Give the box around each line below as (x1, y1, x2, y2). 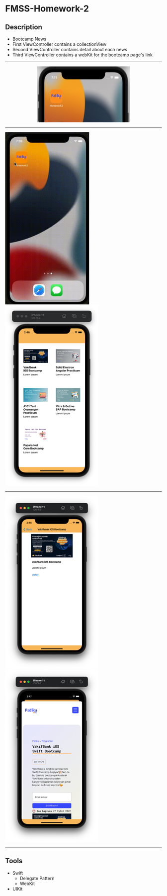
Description (5, 23, 42, 31)
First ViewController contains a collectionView (12, 41, 107, 47)
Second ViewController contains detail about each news (12, 47, 128, 52)
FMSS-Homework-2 (5, 3, 89, 14)
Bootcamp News (12, 36, 47, 42)
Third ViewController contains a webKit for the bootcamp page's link (12, 52, 153, 58)
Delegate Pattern (19, 875, 55, 881)
